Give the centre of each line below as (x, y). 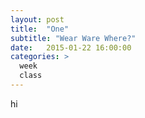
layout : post (37, 19)
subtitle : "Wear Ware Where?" (73, 38)
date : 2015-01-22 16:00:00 (71, 47)
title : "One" (40, 29)
